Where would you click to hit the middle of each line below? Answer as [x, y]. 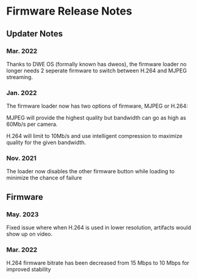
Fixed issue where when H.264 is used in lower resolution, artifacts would [99, 228]
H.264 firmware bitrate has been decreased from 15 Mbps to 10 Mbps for [98, 263]
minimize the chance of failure [44, 178]
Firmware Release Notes [69, 11]
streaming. [20, 77]
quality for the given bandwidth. [46, 143]
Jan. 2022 [22, 92]
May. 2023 [22, 214]
